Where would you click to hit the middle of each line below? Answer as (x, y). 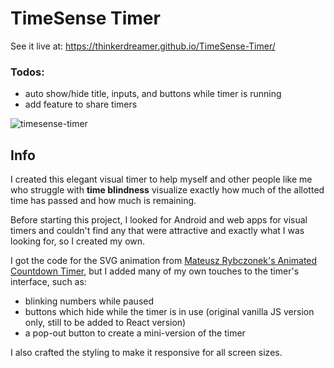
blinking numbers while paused (89, 301)
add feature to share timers (81, 104)
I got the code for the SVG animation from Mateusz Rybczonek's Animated (164, 261)
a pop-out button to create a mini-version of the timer (135, 333)
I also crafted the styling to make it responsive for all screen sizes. (146, 353)
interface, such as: (48, 282)
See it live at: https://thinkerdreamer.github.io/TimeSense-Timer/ (143, 46)
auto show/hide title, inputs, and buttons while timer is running (153, 94)
